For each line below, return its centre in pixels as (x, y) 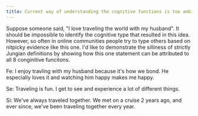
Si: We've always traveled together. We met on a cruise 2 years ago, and (94, 100)
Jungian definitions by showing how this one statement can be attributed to (98, 53)
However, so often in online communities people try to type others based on (98, 41)
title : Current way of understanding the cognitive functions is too (93, 11)
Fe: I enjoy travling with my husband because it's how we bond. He (88, 71)
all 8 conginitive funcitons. (38, 59)
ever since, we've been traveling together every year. (71, 106)
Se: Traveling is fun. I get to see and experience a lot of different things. (93, 88)
